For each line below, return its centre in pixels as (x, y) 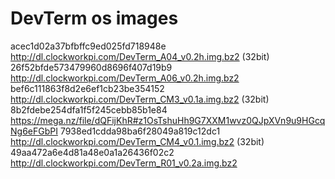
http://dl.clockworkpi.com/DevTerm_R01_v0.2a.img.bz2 (124, 163)
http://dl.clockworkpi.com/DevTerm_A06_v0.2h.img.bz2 (125, 78)
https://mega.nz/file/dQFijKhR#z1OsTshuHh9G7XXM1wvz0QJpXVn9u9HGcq (168, 120)
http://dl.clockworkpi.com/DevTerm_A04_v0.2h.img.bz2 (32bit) (140, 56)
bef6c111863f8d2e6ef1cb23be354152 (87, 88)
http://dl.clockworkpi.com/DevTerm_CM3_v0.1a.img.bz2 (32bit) (140, 99)
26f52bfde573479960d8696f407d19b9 (91, 67)
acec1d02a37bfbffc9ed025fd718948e (88, 46)
